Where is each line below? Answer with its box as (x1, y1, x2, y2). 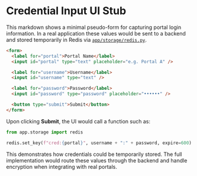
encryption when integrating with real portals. (6, 163, 117, 170)
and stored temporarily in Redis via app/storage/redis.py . (6, 36, 147, 43)
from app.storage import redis (6, 129, 83, 135)
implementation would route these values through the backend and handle (6, 157, 188, 164)
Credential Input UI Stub (6, 4, 127, 18)
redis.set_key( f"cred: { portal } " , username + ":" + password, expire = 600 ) (6, 140, 192, 146)
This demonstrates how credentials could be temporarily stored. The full (6, 151, 182, 158)
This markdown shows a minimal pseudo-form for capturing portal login (6, 24, 182, 31)
